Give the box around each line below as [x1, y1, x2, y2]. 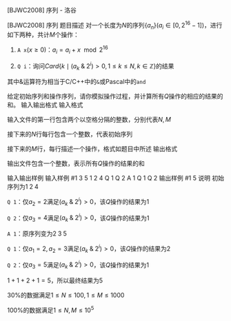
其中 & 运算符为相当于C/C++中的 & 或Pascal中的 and [7, 78, 146, 86]
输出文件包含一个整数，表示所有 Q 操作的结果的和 [7, 159, 145, 167]
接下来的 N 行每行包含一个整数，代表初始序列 [7, 130, 133, 138]
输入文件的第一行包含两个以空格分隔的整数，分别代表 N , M [7, 116, 171, 124]
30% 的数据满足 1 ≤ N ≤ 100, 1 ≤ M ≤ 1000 [7, 291, 125, 300]
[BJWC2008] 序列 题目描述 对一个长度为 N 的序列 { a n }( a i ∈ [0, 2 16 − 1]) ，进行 [7, 20, 223, 31]
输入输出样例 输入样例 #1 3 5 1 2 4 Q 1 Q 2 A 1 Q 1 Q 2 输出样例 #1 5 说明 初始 [7, 174, 224, 183]
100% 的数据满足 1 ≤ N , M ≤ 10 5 [7, 305, 94, 314]
